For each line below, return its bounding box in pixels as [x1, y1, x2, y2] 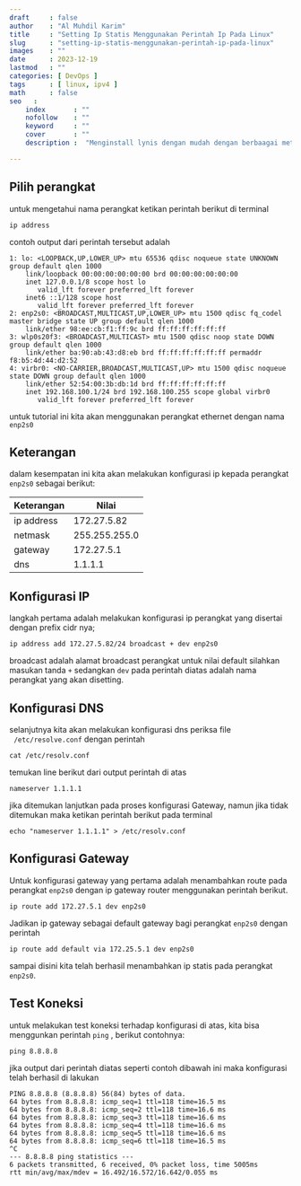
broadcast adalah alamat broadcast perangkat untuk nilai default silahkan [9, 655, 280, 666]
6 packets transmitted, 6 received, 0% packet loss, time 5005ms [9, 1160, 258, 1169]
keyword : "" [25, 122, 90, 131]
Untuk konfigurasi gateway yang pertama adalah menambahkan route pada [9, 874, 288, 885]
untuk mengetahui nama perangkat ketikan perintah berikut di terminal [9, 203, 269, 214]
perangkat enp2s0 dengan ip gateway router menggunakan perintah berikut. [9, 884, 288, 895]
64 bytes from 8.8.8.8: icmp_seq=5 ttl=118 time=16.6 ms [9, 1129, 227, 1138]
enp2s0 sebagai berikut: [9, 478, 96, 489]
